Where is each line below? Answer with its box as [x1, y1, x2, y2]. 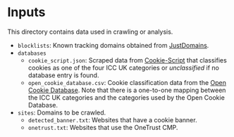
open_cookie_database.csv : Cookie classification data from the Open [27, 78, 227, 86]
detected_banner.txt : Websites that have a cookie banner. [27, 115, 197, 124]
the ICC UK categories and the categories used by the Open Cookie [27, 93, 226, 102]
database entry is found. [27, 71, 99, 79]
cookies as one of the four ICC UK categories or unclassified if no [27, 63, 220, 72]
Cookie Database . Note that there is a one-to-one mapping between [27, 86, 226, 94]
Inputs [7, 4, 46, 20]
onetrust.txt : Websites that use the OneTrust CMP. [27, 123, 178, 131]
